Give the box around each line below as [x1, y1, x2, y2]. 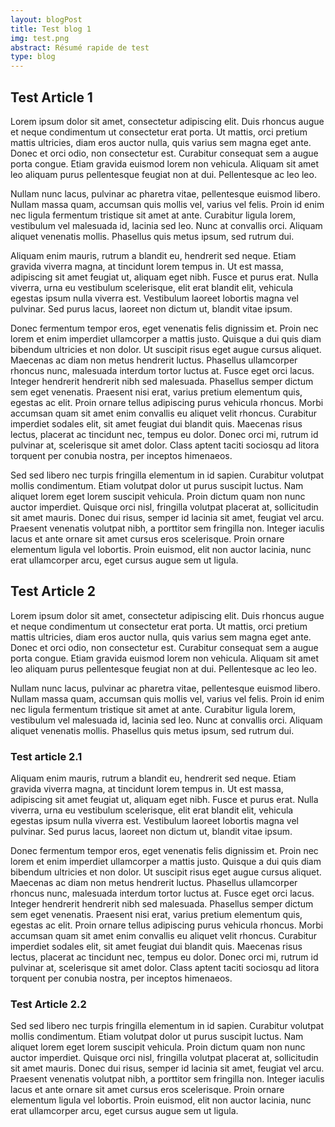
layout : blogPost [10, 14, 83, 25]
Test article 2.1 [10, 749, 83, 763]
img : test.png [10, 33, 70, 43]
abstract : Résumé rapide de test [10, 42, 150, 53]
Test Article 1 [10, 89, 93, 106]
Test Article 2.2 [10, 997, 87, 1011]
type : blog [10, 52, 56, 62]
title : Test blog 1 [10, 24, 92, 34]
